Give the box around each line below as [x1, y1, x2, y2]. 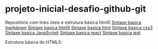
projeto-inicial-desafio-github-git [5, 3, 146, 15]
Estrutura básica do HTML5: [5, 39, 63, 45]
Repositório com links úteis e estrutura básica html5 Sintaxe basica [5, 19, 142, 25]
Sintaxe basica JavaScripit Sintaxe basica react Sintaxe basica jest [5, 30, 141, 35]
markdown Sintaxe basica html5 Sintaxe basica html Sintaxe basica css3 [5, 24, 153, 30]
